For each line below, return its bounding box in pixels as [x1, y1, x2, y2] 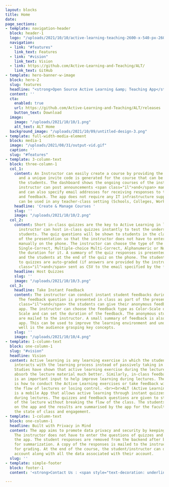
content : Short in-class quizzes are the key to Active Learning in [14, 222, 161, 228]
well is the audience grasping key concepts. [18, 325, 116, 330]
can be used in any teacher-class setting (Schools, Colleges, [18, 199, 154, 204]
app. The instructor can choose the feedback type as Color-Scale [18, 306, 161, 312]
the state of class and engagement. [14, 409, 92, 415]
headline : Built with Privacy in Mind [10, 423, 92, 428]
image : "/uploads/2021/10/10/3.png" [14, 278, 92, 283]
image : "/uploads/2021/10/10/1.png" [14, 119, 92, 125]
